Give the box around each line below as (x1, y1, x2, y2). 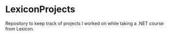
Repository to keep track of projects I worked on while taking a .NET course (5, 20, 164, 26)
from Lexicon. (5, 25, 35, 31)
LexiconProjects (5, 4, 75, 15)
